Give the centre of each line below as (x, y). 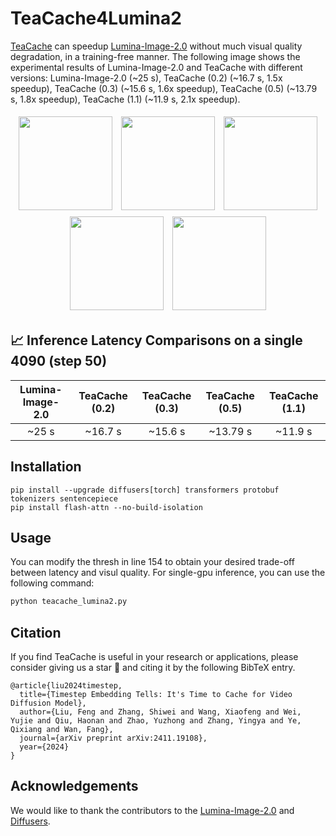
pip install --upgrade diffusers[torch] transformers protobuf (145, 490)
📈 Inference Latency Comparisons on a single (156, 340)
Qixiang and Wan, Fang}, (62, 730)
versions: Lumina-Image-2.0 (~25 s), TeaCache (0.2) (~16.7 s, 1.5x (146, 78)
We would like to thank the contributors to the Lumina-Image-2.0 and (152, 810)
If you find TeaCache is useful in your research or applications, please (154, 657)
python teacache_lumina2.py (69, 602)
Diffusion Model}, (48, 703)
